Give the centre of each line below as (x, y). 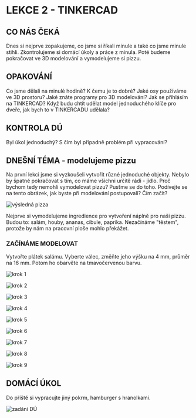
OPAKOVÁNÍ (29, 77)
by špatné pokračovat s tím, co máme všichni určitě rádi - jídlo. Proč (89, 181)
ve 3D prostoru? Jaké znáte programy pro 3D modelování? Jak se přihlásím (97, 97)
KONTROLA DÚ (34, 128)
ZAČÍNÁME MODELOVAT (42, 244)
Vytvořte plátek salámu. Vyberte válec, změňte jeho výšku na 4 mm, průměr (98, 256)
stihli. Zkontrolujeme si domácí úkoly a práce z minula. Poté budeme (88, 52)
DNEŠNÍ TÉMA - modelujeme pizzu (71, 161)
